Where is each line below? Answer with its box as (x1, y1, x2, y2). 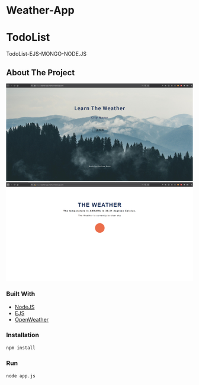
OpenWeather (14, 316, 49, 323)
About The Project (6, 68, 75, 78)
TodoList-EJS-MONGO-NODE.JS (6, 50, 87, 57)
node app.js (6, 373, 36, 379)
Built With (6, 290, 36, 298)
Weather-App (6, 4, 75, 17)
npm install (6, 345, 36, 351)
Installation (6, 331, 40, 339)
